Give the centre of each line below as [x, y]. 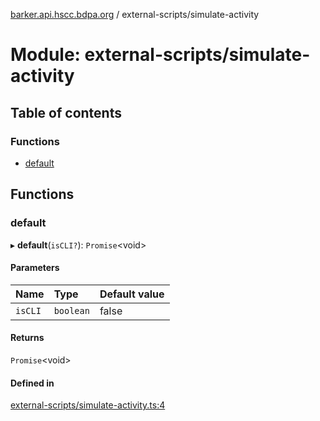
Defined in [32, 383]
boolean [71, 310]
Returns [27, 338]
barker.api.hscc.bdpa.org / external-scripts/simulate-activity [135, 14]
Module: [45, 55]
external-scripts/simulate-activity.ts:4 [88, 405]
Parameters [35, 268]
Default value [132, 294]
